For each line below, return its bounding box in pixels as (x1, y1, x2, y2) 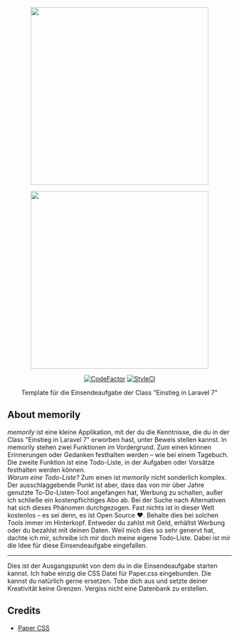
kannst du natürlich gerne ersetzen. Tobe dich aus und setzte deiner (7, 576, 208, 585)
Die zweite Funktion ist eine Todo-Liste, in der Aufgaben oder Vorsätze (7, 458, 215, 466)
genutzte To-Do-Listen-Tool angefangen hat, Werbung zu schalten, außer (7, 488, 224, 497)
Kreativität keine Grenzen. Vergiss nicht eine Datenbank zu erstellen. (7, 584, 208, 593)
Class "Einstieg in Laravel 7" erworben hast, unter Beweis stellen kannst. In (7, 435, 227, 444)
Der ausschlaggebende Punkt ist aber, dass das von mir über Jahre (7, 480, 205, 489)
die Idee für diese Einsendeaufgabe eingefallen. (7, 541, 148, 549)
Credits (7, 605, 41, 617)
